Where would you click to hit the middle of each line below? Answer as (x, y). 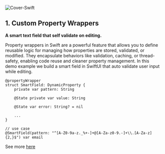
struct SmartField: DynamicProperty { (45, 85)
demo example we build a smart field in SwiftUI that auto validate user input (82, 66)
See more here (20, 147)
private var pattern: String (44, 89)
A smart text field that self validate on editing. (53, 35)
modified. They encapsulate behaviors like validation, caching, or (72, 55)
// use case (17, 129)
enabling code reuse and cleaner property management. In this (85, 61)
